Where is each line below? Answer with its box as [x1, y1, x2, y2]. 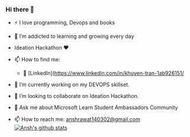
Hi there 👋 [5, 5, 35, 14]
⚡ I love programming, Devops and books [14, 19, 115, 26]
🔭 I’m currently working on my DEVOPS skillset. [14, 81, 130, 88]
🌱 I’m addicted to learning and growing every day [14, 32, 134, 40]
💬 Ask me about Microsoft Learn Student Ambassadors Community [14, 104, 178, 111]
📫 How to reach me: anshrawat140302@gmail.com [14, 116, 140, 123]
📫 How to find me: [14, 56, 60, 63]
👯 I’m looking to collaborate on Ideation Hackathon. [14, 93, 139, 100]
